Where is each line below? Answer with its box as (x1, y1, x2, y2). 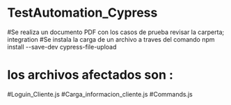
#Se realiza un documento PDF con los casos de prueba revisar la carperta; (7, 28, 225, 36)
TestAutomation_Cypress (7, 5, 158, 21)
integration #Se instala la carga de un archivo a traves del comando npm (7, 35, 215, 43)
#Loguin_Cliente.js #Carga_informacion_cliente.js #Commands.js (7, 90, 193, 98)
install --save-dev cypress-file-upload (7, 42, 117, 51)
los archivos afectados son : (7, 67, 174, 83)
